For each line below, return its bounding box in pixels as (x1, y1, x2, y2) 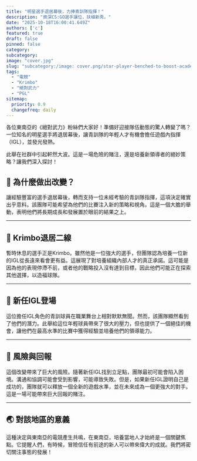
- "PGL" (11, 90, 30, 96)
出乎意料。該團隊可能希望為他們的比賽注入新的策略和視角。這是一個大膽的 (6, 201, 186, 208)
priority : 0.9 (11, 101, 46, 107)
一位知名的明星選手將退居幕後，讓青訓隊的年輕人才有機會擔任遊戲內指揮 (6, 131, 181, 138)
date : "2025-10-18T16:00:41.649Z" (6, 19, 91, 25)
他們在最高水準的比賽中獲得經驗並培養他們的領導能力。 (21, 327, 155, 334)
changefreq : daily (11, 107, 57, 113)
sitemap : (6, 96, 28, 102)
